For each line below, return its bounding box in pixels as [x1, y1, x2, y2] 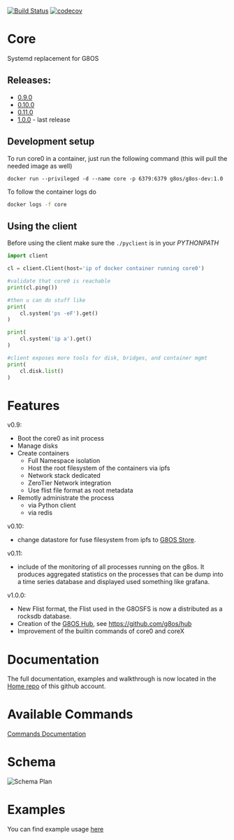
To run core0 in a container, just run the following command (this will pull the [7, 154, 228, 162]
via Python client [27, 501, 76, 510]
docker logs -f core [7, 201, 68, 208]
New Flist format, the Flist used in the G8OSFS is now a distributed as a [17, 605, 223, 613]
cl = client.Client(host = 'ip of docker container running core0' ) [7, 265, 205, 272]
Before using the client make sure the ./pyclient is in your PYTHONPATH [7, 239, 219, 248]
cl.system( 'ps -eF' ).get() [20, 310, 98, 317]
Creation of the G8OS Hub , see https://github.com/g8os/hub [17, 620, 192, 628]
